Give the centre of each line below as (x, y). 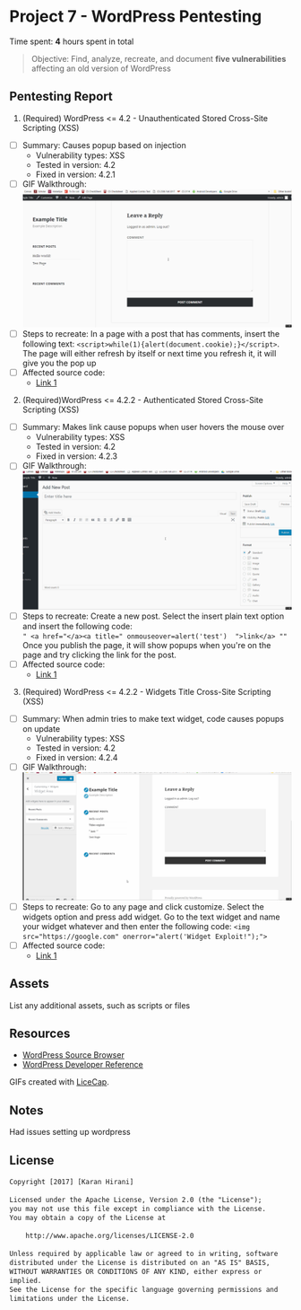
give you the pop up (59, 363)
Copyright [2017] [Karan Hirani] (72, 1183)
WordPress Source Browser (73, 1055)
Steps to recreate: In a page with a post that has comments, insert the (151, 334)
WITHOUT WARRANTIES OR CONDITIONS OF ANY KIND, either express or (136, 1272)
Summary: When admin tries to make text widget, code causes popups (153, 719)
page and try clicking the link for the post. (99, 655)
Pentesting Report (61, 97)
